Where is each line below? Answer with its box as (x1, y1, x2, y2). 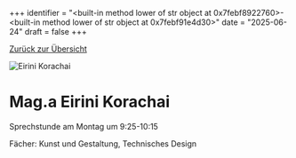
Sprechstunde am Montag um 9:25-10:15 (9, 121, 158, 131)
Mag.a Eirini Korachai (9, 92, 171, 112)
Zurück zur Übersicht (9, 43, 87, 54)
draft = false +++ (24, 27, 87, 36)
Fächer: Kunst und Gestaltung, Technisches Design (9, 138, 197, 149)
